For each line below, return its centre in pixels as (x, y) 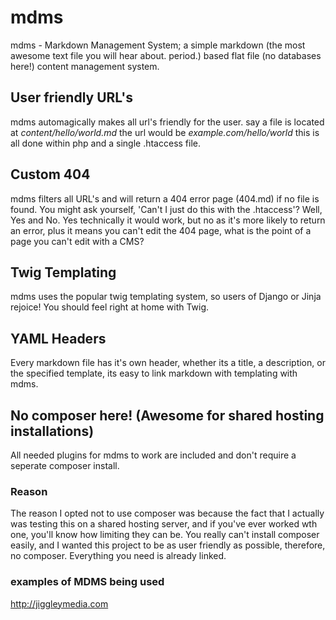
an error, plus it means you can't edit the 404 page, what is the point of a (161, 230)
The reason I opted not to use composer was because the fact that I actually (167, 513)
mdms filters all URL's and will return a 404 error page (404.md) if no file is (165, 198)
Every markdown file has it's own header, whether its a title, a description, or (168, 363)
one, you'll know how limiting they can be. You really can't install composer (165, 535)
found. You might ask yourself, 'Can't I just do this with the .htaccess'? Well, (166, 209)
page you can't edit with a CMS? (77, 241)
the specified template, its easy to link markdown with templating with (154, 373)
